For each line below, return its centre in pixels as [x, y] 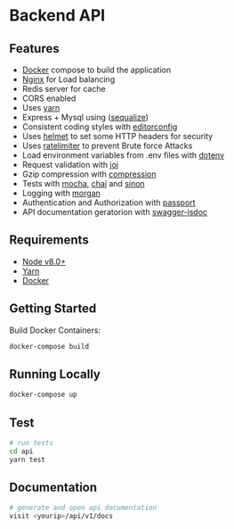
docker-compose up [43, 395]
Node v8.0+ [44, 261]
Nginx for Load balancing [69, 79]
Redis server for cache [64, 89]
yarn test [28, 459]
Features [34, 49]
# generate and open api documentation [83, 508]
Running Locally [55, 374]
